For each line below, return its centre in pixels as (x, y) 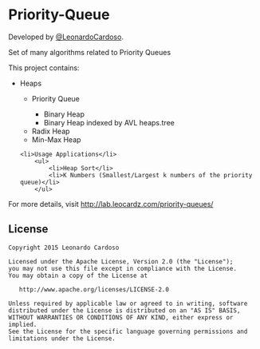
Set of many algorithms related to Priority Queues (90, 52)
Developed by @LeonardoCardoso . (66, 37)
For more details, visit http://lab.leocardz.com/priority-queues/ (111, 204)
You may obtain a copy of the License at (78, 276)
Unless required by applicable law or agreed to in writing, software (128, 303)
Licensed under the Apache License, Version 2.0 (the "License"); (121, 261)
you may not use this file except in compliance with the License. (123, 268)
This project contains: (44, 67)
